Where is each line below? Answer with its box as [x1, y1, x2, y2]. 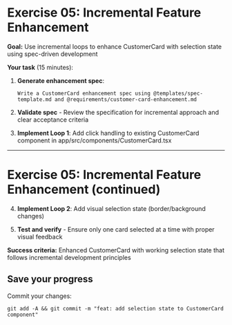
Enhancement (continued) [7, 182, 161, 198]
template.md [17, 95, 52, 103]
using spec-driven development [7, 50, 98, 58]
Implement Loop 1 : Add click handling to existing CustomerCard [17, 129, 200, 137]
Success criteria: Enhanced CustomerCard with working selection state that [7, 245, 224, 254]
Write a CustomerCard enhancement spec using [17, 90, 151, 97]
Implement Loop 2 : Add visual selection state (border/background [17, 204, 206, 212]
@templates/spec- [153, 90, 204, 97]
